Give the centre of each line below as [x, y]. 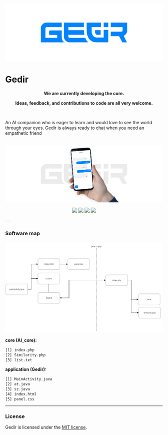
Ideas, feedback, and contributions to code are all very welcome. [84, 103]
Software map [22, 233]
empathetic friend [23, 133]
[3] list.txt [19, 360]
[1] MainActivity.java [29, 379]
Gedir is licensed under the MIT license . [46, 427]
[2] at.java [17, 384]
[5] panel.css [20, 399]
